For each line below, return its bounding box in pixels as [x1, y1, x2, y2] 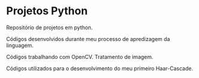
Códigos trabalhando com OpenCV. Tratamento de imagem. [6, 53, 154, 60]
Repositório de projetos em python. [6, 24, 93, 31]
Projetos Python [6, 4, 88, 18]
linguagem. [6, 42, 34, 49]
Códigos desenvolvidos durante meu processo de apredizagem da [6, 35, 170, 42]
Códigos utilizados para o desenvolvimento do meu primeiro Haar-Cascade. [6, 64, 193, 72]
